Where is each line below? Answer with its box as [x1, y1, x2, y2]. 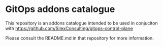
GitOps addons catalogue [5, 3, 115, 15]
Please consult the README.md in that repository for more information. [5, 35, 154, 41]
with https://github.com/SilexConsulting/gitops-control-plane [5, 25, 133, 31]
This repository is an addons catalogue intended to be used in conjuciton [5, 20, 158, 26]
